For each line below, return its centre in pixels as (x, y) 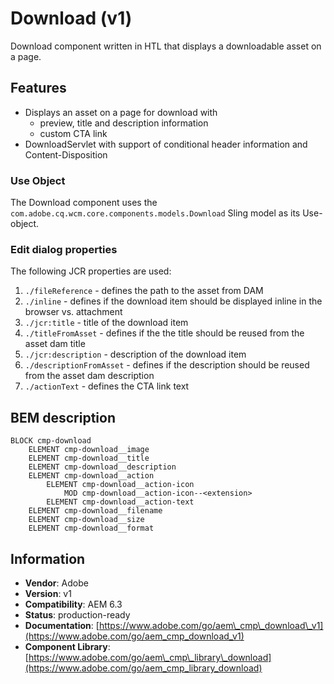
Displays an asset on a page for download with (121, 112)
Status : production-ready (77, 614)
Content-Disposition (66, 154)
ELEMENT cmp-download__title (89, 458)
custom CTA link (73, 133)
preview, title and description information (124, 123)
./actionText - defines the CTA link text (107, 386)
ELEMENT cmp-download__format (91, 528)
